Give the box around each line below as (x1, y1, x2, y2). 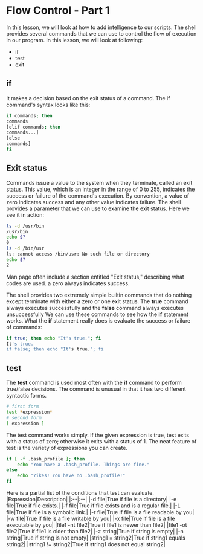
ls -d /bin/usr (6, 245, 45, 251)
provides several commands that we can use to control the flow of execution (6, 30, 197, 37)
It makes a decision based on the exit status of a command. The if (6, 94, 170, 101)
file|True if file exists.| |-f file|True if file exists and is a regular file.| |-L (6, 502, 181, 509)
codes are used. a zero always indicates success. (6, 279, 130, 287)
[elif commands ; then (6, 124, 61, 130)
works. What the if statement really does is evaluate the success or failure (6, 317, 191, 324)
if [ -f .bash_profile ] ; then (6, 456, 85, 462)
